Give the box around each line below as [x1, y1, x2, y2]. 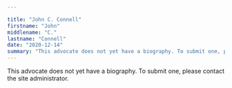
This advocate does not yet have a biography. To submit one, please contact [7, 67, 225, 75]
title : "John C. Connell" [7, 16, 81, 23]
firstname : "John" [7, 22, 60, 30]
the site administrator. [7, 74, 69, 82]
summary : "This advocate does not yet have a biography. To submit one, [7, 48, 221, 55]
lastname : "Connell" [7, 35, 67, 42]
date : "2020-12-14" [7, 42, 64, 49]
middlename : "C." [7, 29, 57, 36]
